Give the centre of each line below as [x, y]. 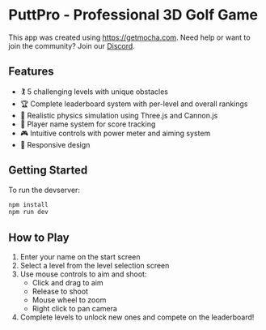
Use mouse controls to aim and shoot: [83, 274]
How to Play [39, 237]
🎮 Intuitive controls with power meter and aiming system [115, 133]
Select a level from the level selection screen [95, 266]
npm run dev [28, 212]
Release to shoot [60, 291]
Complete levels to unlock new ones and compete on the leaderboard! [137, 317]
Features [31, 72]
